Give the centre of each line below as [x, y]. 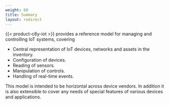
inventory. [23, 55]
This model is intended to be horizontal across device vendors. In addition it [85, 86]
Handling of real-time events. [43, 76]
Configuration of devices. [39, 60]
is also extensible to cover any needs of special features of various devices [84, 92]
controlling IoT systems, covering [40, 39]
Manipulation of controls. [39, 71]
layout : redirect [24, 19]
